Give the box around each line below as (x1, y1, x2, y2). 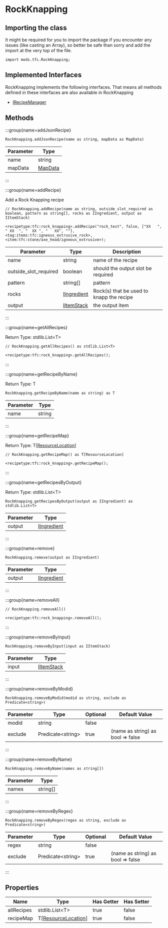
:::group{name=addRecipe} (5, 187, 61, 193)
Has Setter (123, 898, 149, 905)
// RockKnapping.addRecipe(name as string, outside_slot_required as (5, 206, 153, 211)
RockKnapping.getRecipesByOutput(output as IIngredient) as (5, 498, 133, 504)
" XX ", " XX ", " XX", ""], (5, 228, 75, 233)
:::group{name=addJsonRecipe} (5, 127, 71, 133)
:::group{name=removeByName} (5, 756, 72, 762)
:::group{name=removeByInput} (5, 634, 71, 640)
